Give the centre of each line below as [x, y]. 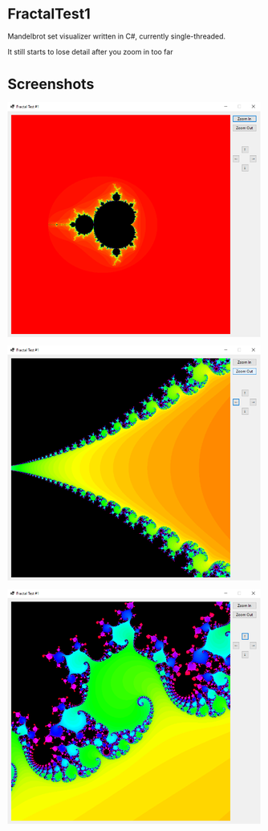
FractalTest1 [49, 14]
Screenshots [51, 84]
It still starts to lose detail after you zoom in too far [90, 51]
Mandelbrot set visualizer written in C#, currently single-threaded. [117, 36]
